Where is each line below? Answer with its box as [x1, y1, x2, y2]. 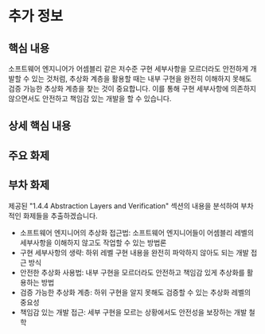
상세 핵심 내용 [8, 119, 72, 133]
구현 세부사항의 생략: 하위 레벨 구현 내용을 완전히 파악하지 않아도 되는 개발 [19, 247, 249, 257]
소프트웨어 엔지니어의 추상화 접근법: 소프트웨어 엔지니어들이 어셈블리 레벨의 [19, 227, 255, 237]
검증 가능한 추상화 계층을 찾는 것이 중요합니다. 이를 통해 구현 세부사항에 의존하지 [8, 84, 257, 93]
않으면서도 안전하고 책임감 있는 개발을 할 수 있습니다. [8, 94, 172, 103]
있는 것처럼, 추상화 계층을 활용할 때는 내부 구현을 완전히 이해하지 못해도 [31, 74, 252, 83]
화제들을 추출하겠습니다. [22, 211, 98, 220]
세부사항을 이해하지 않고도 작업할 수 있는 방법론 [19, 238, 167, 247]
